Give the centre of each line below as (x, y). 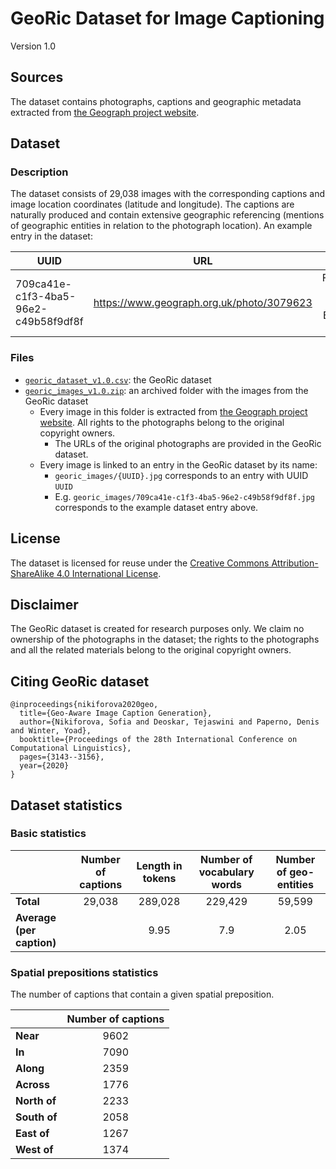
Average (36, 917)
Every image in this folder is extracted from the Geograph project (173, 411)
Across (32, 1085)
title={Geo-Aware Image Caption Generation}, (116, 713)
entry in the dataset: (51, 236)
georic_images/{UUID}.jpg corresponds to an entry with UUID (181, 475)
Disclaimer (44, 604)
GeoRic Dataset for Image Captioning (167, 18)
